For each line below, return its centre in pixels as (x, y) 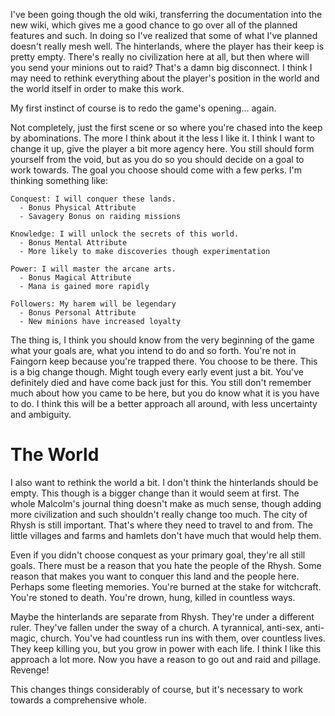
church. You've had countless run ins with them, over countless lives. (183, 638)
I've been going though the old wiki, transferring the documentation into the (166, 14)
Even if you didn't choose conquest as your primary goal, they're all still (158, 555)
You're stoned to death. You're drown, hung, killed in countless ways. (153, 597)
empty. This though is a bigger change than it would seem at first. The (155, 493)
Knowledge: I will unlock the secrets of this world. (125, 234)
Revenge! (30, 670)
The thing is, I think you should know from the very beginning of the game (162, 340)
